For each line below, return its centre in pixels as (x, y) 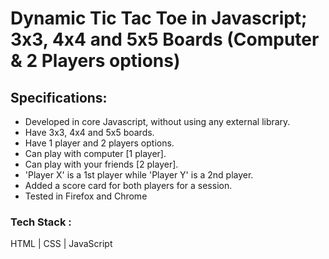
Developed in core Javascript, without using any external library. (157, 121)
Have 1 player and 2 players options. (99, 143)
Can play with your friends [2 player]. (101, 164)
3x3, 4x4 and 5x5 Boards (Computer (165, 39)
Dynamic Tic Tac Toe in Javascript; (159, 18)
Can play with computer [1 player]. (95, 153)
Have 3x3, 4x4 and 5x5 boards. (89, 132)
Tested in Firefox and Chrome (86, 196)
